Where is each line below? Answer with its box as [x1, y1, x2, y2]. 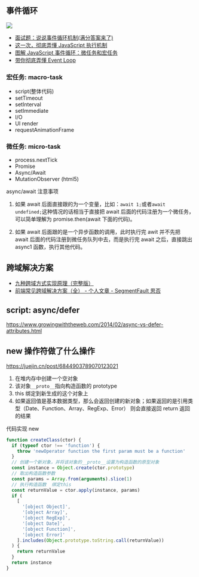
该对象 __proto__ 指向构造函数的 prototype [14, 382, 118, 389]
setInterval [14, 101, 42, 108]
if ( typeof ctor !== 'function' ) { [11, 443, 100, 449]
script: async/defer [6, 305, 80, 315]
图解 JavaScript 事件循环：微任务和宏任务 [14, 49, 118, 56]
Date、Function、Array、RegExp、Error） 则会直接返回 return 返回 [25, 404, 190, 412]
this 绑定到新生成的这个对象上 [14, 389, 88, 397]
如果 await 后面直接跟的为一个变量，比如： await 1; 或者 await [14, 200, 166, 208]
